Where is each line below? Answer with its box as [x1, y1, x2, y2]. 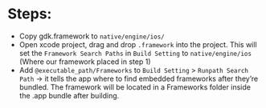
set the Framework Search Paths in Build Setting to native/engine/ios [18, 48, 252, 58]
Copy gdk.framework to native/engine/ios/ [18, 31, 166, 41]
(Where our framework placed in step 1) [18, 57, 151, 66]
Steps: [7, 5, 52, 23]
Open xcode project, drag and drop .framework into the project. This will [18, 39, 258, 49]
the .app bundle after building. [18, 90, 120, 100]
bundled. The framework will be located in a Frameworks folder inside [18, 82, 251, 92]
